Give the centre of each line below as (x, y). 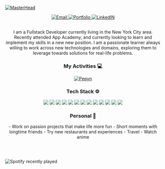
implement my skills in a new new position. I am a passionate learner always (83, 42)
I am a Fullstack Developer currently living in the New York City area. (83, 32)
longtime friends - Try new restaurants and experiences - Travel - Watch (83, 131)
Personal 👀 (83, 116)
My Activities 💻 (83, 66)
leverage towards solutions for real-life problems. (83, 53)
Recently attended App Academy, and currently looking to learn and (83, 37)
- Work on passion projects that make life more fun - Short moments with (83, 127)
